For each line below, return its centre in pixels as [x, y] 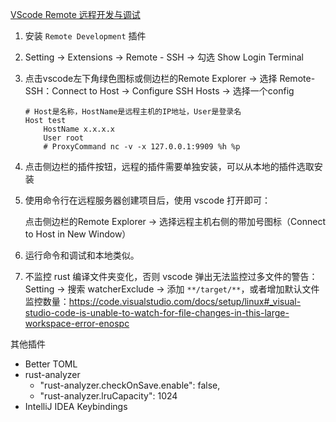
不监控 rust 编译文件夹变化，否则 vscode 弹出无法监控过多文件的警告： [171, 276]
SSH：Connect [56, 91]
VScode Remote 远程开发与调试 [75, 14]
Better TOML [51, 364]
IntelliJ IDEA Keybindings [76, 406]
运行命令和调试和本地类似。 [82, 255]
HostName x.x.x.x [79, 129]
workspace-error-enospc [77, 323]
